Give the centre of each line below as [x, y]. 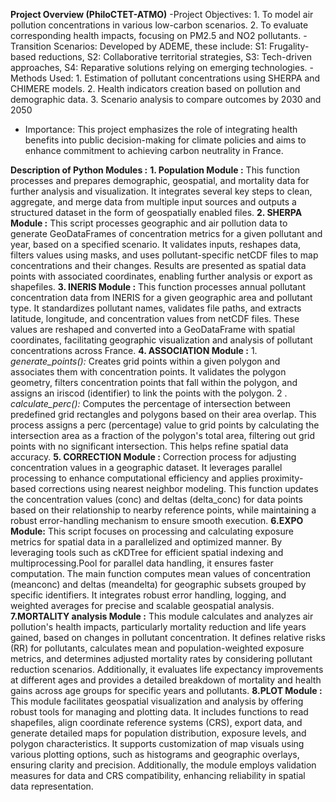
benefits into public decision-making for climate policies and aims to [165, 140]
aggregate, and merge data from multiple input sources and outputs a [153, 202]
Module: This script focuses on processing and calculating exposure [152, 531]
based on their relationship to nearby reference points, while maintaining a [163, 510]
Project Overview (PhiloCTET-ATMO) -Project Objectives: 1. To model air [162, 14]
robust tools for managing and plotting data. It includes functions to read [159, 712]
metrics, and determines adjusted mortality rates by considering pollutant [161, 658]
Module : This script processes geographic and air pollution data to [149, 223]
